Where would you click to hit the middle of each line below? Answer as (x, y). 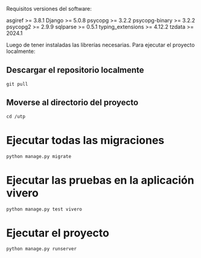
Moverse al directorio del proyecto (72, 103)
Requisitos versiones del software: (49, 9)
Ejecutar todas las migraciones (85, 140)
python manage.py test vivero (44, 209)
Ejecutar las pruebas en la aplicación (100, 180)
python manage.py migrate (39, 156)
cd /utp (16, 116)
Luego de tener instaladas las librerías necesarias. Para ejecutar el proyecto (101, 45)
